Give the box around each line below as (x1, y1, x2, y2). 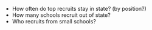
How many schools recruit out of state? (12, 11, 111, 19)
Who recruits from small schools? (12, 18, 96, 25)
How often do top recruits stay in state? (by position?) (12, 5, 147, 12)
